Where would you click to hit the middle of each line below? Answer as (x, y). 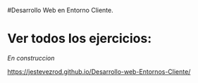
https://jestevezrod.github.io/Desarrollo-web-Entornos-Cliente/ (99, 71)
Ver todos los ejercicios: (80, 39)
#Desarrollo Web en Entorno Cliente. (61, 10)
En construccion (31, 58)
